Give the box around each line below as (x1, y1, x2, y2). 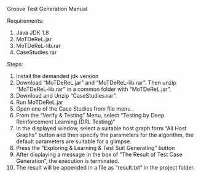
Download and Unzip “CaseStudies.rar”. (15, 92, 117, 99)
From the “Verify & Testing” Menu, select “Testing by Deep (15, 112, 165, 119)
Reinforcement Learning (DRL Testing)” (15, 118, 116, 125)
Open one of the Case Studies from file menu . (15, 105, 134, 112)
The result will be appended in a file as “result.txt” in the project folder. (15, 164, 195, 171)
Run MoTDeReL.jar (15, 98, 63, 106)
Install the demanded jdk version (15, 73, 99, 79)
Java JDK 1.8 (15, 29, 49, 36)
